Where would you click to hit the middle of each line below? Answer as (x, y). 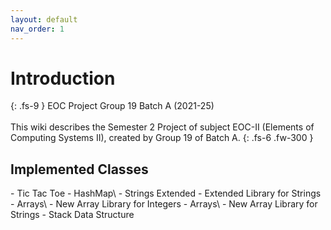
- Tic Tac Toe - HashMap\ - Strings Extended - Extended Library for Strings (166, 193)
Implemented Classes (79, 169)
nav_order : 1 (37, 29)
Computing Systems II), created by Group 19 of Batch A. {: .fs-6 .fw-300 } (162, 138)
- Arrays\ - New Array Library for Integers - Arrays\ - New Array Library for (164, 204)
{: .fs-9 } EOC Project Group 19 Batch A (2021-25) (112, 106)
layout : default (44, 19)
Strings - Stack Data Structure (72, 215)
